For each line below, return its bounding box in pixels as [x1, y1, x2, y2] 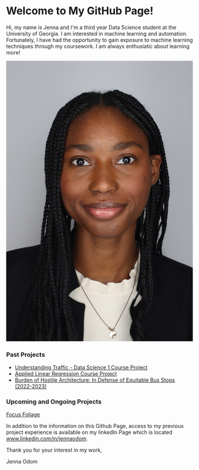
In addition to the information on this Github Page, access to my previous [6, 423, 184, 430]
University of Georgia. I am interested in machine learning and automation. [6, 30, 188, 37]
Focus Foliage [6, 411, 40, 418]
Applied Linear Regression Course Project [14, 370, 117, 377]
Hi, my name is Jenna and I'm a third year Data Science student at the [6, 24, 176, 31]
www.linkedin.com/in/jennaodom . [6, 435, 88, 442]
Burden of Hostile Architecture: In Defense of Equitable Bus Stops [14, 376, 175, 383]
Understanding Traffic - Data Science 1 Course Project [14, 363, 148, 371]
